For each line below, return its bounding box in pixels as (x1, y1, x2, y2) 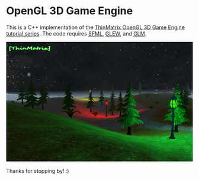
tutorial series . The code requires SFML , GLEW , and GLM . (6, 30, 147, 37)
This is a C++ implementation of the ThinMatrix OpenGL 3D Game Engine (6, 24, 185, 31)
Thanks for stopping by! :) (6, 167, 69, 174)
